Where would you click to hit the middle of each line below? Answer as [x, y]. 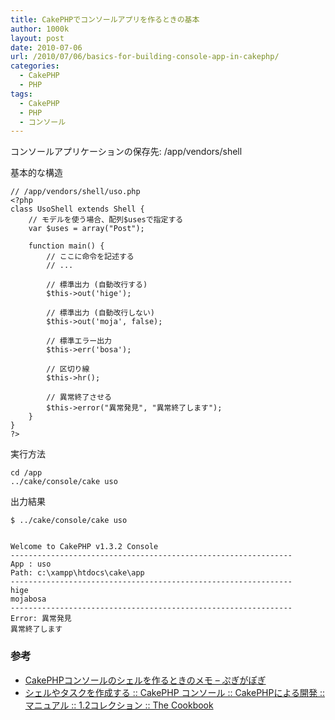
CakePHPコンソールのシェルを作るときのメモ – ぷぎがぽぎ [145, 680]
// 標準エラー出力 [79, 341]
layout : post [37, 38]
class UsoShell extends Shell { [77, 209]
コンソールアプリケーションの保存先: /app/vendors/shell [126, 152]
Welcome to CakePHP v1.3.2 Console [84, 547]
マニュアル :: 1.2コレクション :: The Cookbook [119, 705]
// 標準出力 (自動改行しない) [101, 313]
